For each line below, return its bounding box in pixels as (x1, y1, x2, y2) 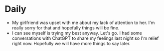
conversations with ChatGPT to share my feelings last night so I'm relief (11, 35, 159, 41)
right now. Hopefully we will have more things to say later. (11, 40, 131, 46)
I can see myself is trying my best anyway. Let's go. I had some (11, 30, 143, 36)
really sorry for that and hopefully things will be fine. (11, 25, 120, 30)
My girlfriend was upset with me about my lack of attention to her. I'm (11, 20, 155, 25)
